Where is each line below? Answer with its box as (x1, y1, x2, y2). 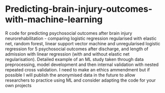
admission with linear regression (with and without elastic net (5, 51, 130, 57)
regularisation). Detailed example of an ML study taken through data (5, 56, 144, 62)
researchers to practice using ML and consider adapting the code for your (5, 77, 156, 83)
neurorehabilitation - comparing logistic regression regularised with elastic (5, 35, 157, 41)
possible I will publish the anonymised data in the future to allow (5, 72, 136, 78)
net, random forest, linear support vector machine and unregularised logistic (5, 40, 161, 46)
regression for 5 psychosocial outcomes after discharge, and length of (5, 46, 149, 52)
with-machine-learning (5, 14, 103, 25)
